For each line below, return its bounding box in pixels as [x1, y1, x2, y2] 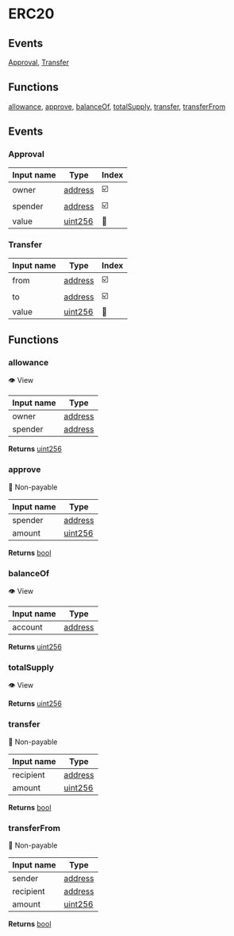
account [12, 622, 44, 633]
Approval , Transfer [8, 57, 70, 67]
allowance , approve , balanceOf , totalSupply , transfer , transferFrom [8, 101, 226, 111]
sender [12, 872, 39, 883]
